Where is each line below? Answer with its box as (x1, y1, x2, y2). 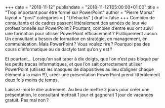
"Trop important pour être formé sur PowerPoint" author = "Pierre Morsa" (5, 9, 155, 15)
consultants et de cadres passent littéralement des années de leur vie (5, 20, 147, 26)
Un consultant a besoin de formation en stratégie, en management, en (5, 36, 148, 42)
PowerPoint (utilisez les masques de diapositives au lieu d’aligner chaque (5, 66, 154, 72)
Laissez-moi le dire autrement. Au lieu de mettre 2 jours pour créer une (5, 87, 150, 92)
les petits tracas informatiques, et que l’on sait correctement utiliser (5, 61, 142, 67)
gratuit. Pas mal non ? (5, 97, 49, 103)
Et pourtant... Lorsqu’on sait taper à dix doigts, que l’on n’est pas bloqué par (5, 56, 159, 61)
